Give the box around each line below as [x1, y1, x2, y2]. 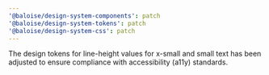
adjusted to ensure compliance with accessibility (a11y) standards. [8, 57, 229, 67]
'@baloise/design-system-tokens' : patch [8, 19, 147, 27]
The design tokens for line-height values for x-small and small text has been [8, 49, 262, 59]
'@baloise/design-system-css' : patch [8, 27, 136, 35]
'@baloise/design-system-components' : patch [8, 11, 161, 20]
